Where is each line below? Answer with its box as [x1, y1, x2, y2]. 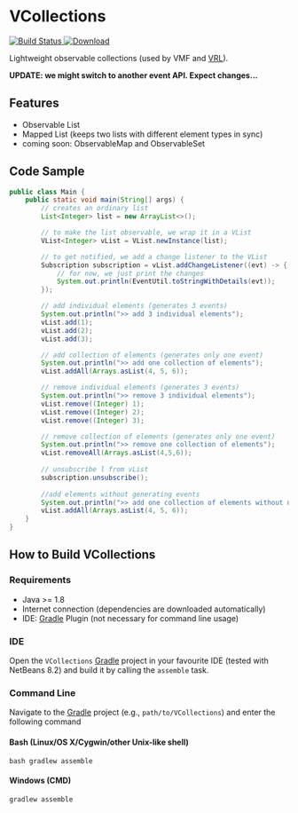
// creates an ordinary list [41, 204, 149, 213]
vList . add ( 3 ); [41, 335, 93, 343]
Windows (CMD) [9, 775, 72, 786]
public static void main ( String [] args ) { [25, 195, 184, 205]
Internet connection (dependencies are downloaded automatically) [21, 604, 266, 614]
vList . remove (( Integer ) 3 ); [41, 415, 145, 425]
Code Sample [9, 164, 85, 179]
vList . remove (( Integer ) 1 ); [41, 399, 145, 408]
